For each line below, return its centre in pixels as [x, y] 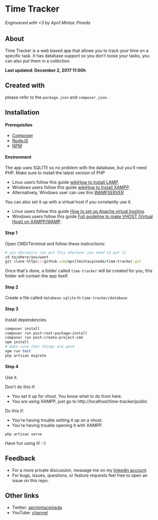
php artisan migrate [26, 356]
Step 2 [12, 287]
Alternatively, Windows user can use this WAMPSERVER [68, 193]
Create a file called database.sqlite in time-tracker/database [66, 298]
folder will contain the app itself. [37, 276]
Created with [25, 86]
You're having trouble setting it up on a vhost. [57, 420]
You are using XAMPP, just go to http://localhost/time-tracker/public [80, 401]
